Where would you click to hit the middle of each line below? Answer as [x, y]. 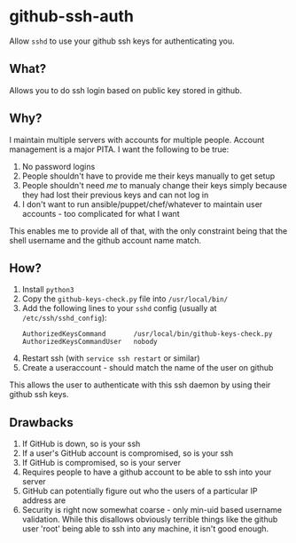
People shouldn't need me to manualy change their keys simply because [155, 185]
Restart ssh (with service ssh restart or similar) [111, 358]
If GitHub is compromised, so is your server [101, 463]
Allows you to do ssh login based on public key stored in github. [125, 90]
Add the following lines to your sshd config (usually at [119, 308]
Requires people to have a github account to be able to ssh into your [147, 472]
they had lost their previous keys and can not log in [115, 195]
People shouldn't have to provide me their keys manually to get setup [148, 176]
